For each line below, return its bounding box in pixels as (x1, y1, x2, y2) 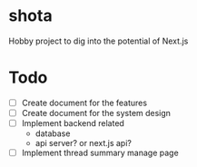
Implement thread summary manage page (21, 147, 179, 159)
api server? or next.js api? (34, 138, 133, 149)
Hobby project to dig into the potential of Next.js (8, 35, 189, 46)
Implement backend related (21, 118, 124, 128)
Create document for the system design (21, 107, 172, 118)
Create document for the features (21, 97, 147, 108)
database (34, 128, 71, 139)
